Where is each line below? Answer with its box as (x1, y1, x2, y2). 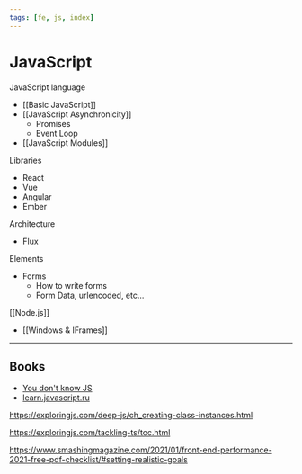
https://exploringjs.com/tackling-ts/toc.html (9, 427, 171, 438)
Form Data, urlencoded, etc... (35, 290, 145, 300)
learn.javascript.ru (22, 392, 90, 403)
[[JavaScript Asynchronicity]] (22, 109, 132, 120)
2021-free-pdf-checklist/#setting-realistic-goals (9, 454, 189, 465)
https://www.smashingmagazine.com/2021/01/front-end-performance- (9, 444, 272, 455)
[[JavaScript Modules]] (22, 137, 109, 148)
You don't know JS (22, 383, 93, 394)
